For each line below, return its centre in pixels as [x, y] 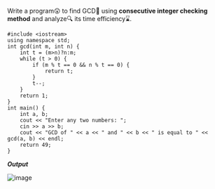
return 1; [34, 96]
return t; [59, 71]
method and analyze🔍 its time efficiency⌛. [69, 19]
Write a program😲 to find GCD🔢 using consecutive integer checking [107, 11]
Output [18, 164]
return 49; [36, 145]
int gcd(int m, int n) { [43, 46]
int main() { [26, 108]
